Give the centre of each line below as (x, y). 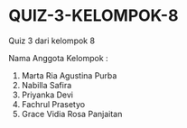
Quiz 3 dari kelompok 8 (52, 41)
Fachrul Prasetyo (53, 104)
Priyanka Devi (47, 95)
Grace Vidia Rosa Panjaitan (72, 114)
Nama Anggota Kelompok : (59, 58)
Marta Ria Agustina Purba (69, 75)
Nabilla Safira (47, 85)
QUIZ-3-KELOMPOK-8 (93, 16)
